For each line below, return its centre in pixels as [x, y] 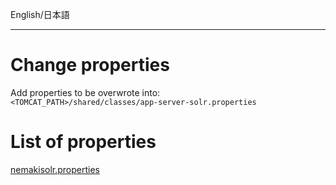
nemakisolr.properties [55, 169]
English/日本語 [40, 14]
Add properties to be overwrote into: [85, 92]
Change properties [90, 65]
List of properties [83, 142]
